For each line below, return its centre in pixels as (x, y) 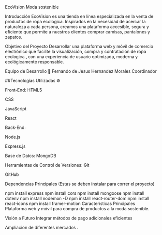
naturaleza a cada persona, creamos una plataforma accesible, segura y (77, 27)
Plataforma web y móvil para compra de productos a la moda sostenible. (77, 209)
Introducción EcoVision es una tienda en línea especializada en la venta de (79, 16)
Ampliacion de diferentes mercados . (42, 227)
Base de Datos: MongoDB (31, 156)
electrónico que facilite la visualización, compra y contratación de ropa (76, 51)
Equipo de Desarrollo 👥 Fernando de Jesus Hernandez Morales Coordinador (81, 71)
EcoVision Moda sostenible (32, 7)
